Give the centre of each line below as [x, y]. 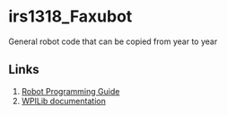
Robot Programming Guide [70, 91]
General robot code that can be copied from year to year [113, 41]
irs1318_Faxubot [70, 17]
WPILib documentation [64, 101]
